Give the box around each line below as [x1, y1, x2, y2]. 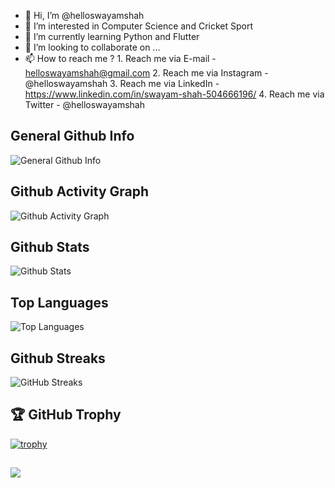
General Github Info [10, 128, 135, 145]
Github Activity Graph [10, 183, 150, 200]
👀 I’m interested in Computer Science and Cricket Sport [24, 20, 253, 32]
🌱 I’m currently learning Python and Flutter [24, 31, 200, 42]
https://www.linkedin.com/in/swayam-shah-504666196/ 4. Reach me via [24, 88, 325, 100]
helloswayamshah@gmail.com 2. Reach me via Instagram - [24, 67, 269, 79]
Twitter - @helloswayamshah [24, 99, 145, 110]
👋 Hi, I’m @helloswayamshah [24, 10, 145, 21]
